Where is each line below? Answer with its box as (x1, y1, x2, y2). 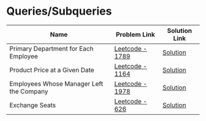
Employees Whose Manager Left (9, 79, 103, 88)
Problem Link (115, 30, 155, 38)
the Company (9, 87, 48, 95)
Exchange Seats (9, 101, 56, 109)
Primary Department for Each (9, 44, 94, 53)
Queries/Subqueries (6, 4, 112, 18)
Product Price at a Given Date (9, 65, 94, 74)
